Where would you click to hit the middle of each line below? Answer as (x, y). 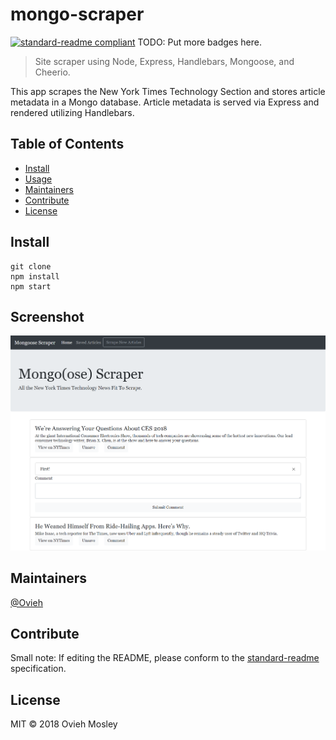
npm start (31, 286)
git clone (31, 266)
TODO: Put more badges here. (199, 42)
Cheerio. (52, 72)
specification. (38, 669)
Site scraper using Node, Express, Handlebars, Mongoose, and (164, 61)
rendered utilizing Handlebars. (72, 112)
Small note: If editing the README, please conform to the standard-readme (165, 658)
